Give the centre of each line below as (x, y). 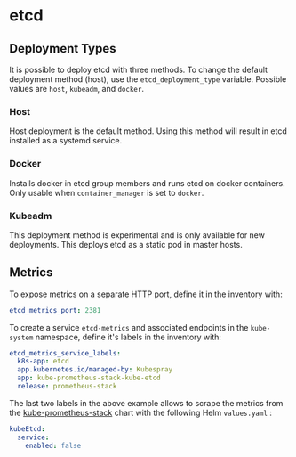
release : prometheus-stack (67, 387)
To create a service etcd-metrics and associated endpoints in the (129, 327)
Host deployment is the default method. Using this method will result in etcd (148, 131)
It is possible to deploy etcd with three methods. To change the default (139, 69)
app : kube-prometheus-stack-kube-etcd (89, 378)
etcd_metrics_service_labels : (65, 353)
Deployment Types (63, 49)
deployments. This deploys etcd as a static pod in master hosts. (126, 244)
